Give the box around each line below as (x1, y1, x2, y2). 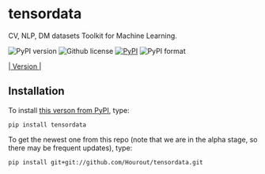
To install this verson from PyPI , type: (8, 105, 131, 115)
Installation (8, 85, 65, 98)
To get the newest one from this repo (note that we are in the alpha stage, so (8, 134, 258, 144)
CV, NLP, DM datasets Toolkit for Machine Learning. (8, 31, 178, 40)
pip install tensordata (8, 120, 87, 129)
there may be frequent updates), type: (8, 143, 133, 153)
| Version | (8, 61, 42, 71)
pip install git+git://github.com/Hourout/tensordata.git (8, 158, 203, 166)
